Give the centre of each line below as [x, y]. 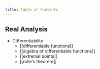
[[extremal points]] [38, 56]
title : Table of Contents [32, 9]
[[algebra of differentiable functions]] [57, 51]
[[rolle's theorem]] [38, 62]
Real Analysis [26, 29]
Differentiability [28, 41]
